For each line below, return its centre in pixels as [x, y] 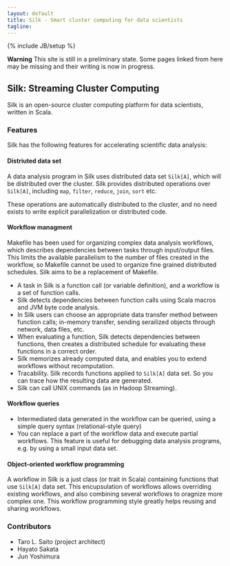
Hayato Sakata [38, 549]
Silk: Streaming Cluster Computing [83, 88]
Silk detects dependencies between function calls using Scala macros [116, 300]
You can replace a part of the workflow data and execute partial [107, 434]
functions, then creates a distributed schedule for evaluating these [112, 344]
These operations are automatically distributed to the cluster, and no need [112, 204]
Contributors [29, 527]
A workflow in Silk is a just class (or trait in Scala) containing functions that [113, 479]
